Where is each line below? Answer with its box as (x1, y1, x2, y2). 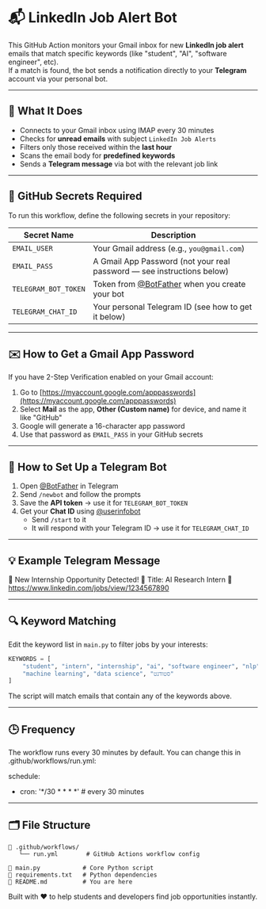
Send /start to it (31, 515, 87, 525)
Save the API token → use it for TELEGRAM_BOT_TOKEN (19, 498, 188, 508)
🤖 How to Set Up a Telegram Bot (8, 460, 168, 474)
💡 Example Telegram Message (8, 554, 161, 567)
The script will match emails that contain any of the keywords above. (8, 691, 232, 701)
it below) (93, 311, 126, 322)
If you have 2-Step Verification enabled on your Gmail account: (8, 372, 214, 382)
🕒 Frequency (8, 723, 76, 736)
